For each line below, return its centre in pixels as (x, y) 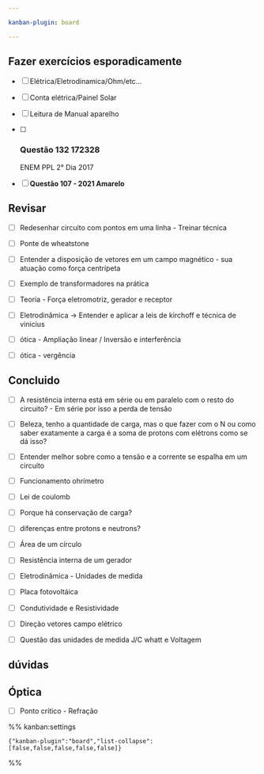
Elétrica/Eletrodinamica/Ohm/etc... (86, 82)
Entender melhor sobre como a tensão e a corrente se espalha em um (133, 457)
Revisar (27, 209)
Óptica (25, 692)
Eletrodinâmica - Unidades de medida (81, 576)
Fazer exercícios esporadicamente (95, 61)
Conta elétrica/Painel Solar (73, 98)
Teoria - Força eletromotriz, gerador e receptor (96, 299)
